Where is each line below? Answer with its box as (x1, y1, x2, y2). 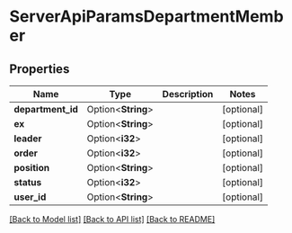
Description (162, 88, 214, 100)
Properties (9, 61, 70, 76)
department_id (13, 103, 79, 115)
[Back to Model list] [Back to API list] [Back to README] (9, 214, 216, 224)
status (13, 176, 42, 188)
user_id (13, 191, 47, 203)
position (13, 162, 50, 174)
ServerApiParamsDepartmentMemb (9, 6, 285, 27)
